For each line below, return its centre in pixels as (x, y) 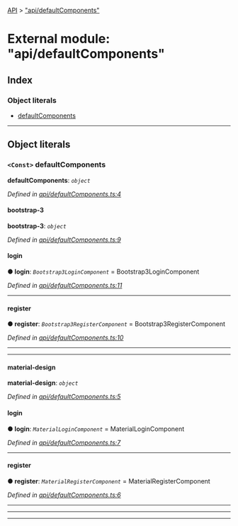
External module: (59, 39)
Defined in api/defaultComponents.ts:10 (66, 338)
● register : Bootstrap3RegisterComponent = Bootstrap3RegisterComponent (116, 324)
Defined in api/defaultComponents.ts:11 (65, 285)
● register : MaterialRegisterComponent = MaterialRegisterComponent (109, 481)
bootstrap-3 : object (37, 225)
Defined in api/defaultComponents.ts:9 (64, 240)
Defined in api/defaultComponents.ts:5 (64, 397)
